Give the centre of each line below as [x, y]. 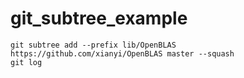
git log [26, 62]
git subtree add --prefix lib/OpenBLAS [93, 45]
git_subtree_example [99, 18]
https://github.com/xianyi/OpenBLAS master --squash [122, 53]
